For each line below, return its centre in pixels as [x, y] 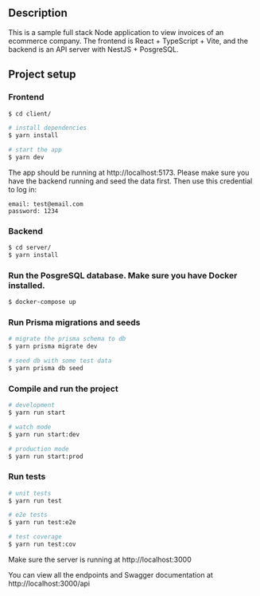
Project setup [43, 75]
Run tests [27, 476]
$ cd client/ [30, 114]
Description [38, 13]
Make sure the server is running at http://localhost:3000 [100, 559]
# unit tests [30, 493]
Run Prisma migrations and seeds [74, 322]
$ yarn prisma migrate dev [53, 346]
